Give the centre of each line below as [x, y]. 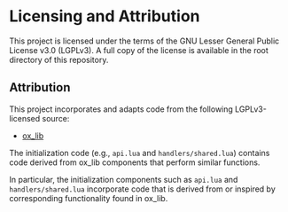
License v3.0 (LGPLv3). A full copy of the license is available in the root [139, 50]
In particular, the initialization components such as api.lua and [124, 179]
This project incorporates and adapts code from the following [121, 109]
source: [56, 118]
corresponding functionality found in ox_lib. [89, 198]
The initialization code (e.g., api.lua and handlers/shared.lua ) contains [140, 153]
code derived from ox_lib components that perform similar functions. [135, 162]
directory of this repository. [59, 59]
